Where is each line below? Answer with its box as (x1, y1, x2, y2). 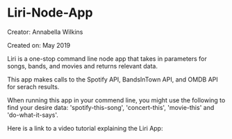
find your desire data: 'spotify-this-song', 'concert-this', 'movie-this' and (7, 103, 215, 111)
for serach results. (7, 82, 60, 91)
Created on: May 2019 (7, 41, 71, 49)
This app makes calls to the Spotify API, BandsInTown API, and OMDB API (7, 75, 219, 84)
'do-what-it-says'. (7, 111, 59, 119)
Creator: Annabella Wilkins (7, 28, 83, 36)
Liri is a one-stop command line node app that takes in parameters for (7, 54, 207, 63)
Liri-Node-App (7, 5, 93, 21)
